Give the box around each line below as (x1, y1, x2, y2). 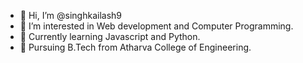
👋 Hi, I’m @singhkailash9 (19, 10, 122, 21)
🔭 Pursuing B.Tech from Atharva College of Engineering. (19, 41, 252, 53)
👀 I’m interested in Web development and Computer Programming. (19, 20, 294, 32)
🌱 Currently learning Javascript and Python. (19, 31, 201, 42)
